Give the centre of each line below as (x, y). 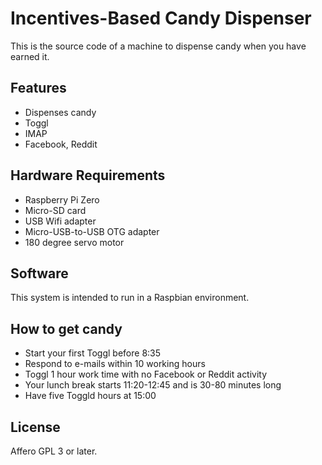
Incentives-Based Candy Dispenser (161, 18)
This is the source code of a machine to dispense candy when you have (158, 46)
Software (39, 273)
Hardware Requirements (88, 175)
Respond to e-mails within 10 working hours (115, 364)
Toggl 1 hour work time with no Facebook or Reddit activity (146, 374)
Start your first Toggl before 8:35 (93, 353)
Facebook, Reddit (61, 144)
